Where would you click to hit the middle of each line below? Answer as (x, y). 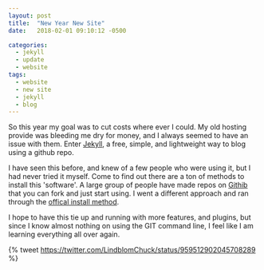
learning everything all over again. (64, 234)
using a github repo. (41, 153)
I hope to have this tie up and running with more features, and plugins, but (130, 217)
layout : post (30, 16)
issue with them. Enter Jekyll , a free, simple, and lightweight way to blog (127, 144)
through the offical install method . (64, 202)
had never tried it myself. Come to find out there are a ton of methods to (126, 177)
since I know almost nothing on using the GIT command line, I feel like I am (131, 226)
